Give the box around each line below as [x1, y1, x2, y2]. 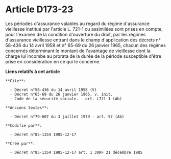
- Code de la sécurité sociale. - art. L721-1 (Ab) [10, 96, 123, 101]
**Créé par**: [5, 141, 36, 146]
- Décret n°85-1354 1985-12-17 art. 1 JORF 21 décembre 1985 [10, 150, 143, 155]
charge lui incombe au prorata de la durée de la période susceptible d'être [5, 53, 162, 59]
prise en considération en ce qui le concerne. [5, 58, 101, 64]
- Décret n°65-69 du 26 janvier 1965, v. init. [10, 92, 113, 97]
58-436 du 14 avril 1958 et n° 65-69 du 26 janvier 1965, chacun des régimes [5, 42, 166, 48]
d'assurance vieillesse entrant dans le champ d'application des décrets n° [5, 37, 161, 43]
